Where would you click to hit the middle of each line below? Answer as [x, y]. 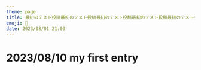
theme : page [21, 12]
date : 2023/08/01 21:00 [36, 28]
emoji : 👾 [17, 23]
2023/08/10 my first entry [72, 58]
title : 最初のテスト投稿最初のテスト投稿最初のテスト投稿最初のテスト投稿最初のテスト [100, 17]
